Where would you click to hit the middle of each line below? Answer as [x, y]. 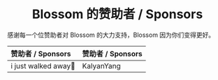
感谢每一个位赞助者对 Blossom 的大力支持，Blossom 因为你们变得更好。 [111, 35]
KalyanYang [101, 65]
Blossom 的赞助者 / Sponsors [117, 14]
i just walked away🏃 [43, 65]
